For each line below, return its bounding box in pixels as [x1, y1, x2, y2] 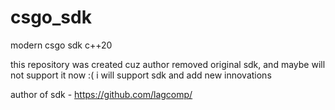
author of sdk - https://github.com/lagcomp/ [10, 88, 193, 100]
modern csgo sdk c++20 [10, 39, 113, 51]
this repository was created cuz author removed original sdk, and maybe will [10, 58, 326, 70]
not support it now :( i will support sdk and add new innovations [10, 69, 272, 81]
